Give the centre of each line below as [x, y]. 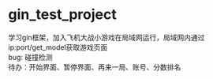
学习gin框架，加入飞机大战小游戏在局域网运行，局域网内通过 [106, 37]
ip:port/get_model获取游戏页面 [58, 47]
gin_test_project [62, 15]
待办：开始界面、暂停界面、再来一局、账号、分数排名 [95, 67]
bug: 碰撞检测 [30, 57]
